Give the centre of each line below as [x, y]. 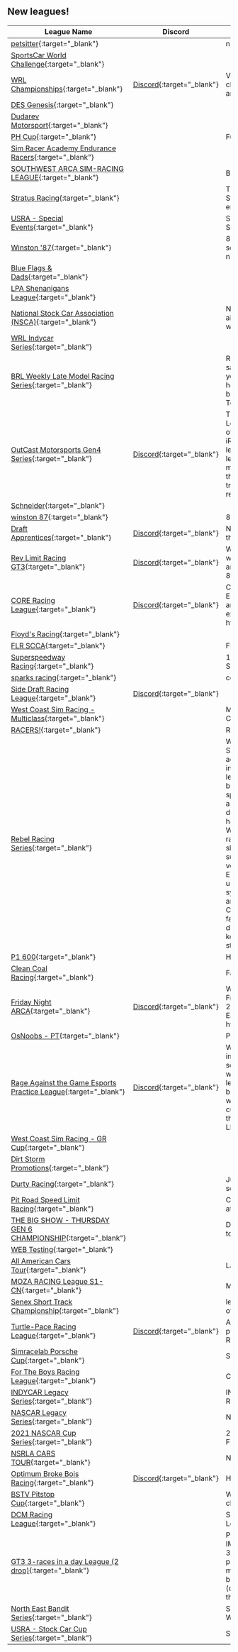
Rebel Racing [33, 838]
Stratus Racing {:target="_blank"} [65, 198]
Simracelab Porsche [44, 1351]
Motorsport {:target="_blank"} [59, 125]
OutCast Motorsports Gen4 [56, 450]
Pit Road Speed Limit [45, 1199]
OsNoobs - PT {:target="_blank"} [65, 1036]
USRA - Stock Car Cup [49, 1629]
